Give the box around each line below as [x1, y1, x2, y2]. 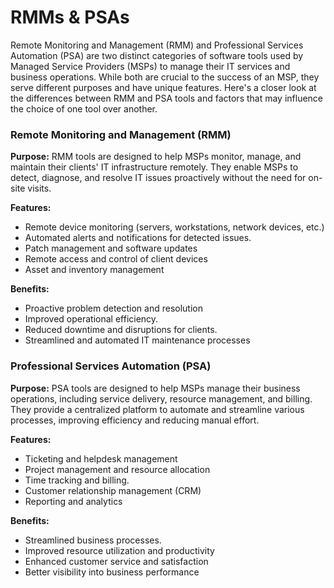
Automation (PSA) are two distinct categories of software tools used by [10, 49, 304, 61]
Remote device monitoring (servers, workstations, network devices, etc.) [24, 221, 325, 233]
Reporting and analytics [24, 495, 123, 507]
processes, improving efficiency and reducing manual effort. [10, 414, 260, 426]
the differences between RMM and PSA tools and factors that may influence [10, 92, 324, 104]
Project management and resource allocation [24, 463, 211, 475]
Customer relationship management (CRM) [24, 484, 202, 496]
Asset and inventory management [24, 264, 165, 276]
